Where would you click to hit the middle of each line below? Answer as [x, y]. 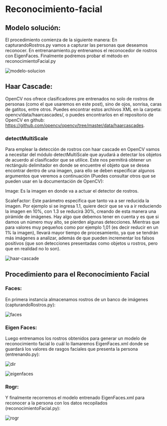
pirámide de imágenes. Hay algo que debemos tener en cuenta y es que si [82, 217]
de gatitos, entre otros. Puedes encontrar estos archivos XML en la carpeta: [83, 109]
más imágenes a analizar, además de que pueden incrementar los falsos [80, 238]
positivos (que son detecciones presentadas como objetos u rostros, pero [81, 243]
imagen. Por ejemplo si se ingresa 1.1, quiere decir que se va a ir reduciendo [83, 206]
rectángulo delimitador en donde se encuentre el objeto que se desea [77, 165]
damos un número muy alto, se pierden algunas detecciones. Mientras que [82, 222]
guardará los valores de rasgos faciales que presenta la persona [71, 349]
